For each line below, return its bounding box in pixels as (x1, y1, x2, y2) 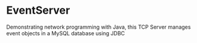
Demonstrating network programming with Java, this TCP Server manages (6, 23, 191, 30)
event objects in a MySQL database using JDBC (6, 29, 125, 36)
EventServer (6, 4, 70, 17)
